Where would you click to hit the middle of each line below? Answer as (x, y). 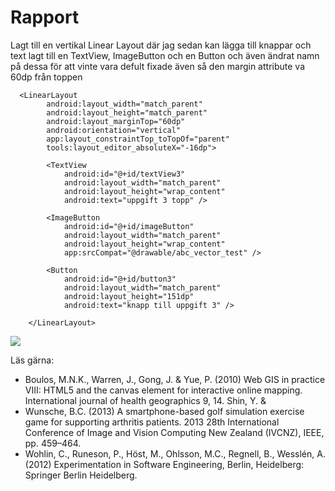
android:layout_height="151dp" (129, 296)
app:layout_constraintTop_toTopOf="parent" (138, 139)
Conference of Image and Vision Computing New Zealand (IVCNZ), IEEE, (174, 432)
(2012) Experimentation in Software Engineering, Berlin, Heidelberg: (164, 464)
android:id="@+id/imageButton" (129, 226)
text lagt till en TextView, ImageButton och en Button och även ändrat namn (165, 55)
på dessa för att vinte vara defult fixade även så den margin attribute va (157, 66)
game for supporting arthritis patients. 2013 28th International (152, 422)
